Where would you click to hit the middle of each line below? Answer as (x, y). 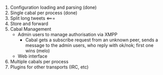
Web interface (32, 56)
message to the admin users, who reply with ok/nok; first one (89, 45)
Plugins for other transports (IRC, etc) (49, 67)
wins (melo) (38, 51)
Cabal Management (31, 29)
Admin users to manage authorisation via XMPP (68, 34)
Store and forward (29, 23)
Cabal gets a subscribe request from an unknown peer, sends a (92, 40)
